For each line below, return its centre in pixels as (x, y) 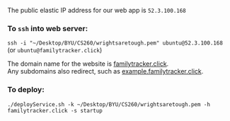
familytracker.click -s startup (55, 110)
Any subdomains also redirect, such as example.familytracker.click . (105, 71)
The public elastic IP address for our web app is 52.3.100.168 (97, 10)
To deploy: (26, 90)
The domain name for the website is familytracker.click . (88, 64)
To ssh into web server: (48, 28)
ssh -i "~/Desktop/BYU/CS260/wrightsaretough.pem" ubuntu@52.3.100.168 (115, 43)
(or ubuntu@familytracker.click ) (55, 50)
